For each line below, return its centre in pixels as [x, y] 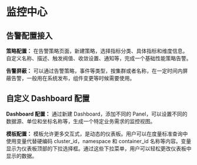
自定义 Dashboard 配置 [48, 99]
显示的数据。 [21, 156]
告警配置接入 [29, 36]
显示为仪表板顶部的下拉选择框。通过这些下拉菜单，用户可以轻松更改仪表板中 [99, 148]
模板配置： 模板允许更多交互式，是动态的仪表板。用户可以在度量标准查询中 [97, 134]
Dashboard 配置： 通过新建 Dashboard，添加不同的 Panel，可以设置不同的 [97, 114]
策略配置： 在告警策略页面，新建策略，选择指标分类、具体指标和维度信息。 [97, 51]
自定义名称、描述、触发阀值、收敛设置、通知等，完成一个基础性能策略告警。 [99, 58]
